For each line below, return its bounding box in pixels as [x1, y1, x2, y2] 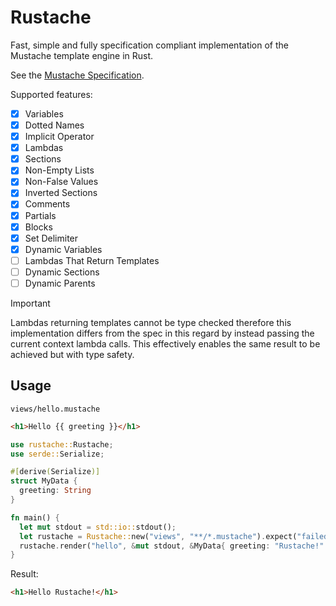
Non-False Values [24, 176, 99, 188]
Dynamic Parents [24, 277, 96, 289]
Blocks [24, 221, 53, 233]
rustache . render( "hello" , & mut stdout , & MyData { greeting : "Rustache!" [19, 541, 325, 551]
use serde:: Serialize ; [10, 449, 105, 459]
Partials [24, 209, 57, 221]
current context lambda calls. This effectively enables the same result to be [10, 337, 321, 350]
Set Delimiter [24, 232, 79, 244]
